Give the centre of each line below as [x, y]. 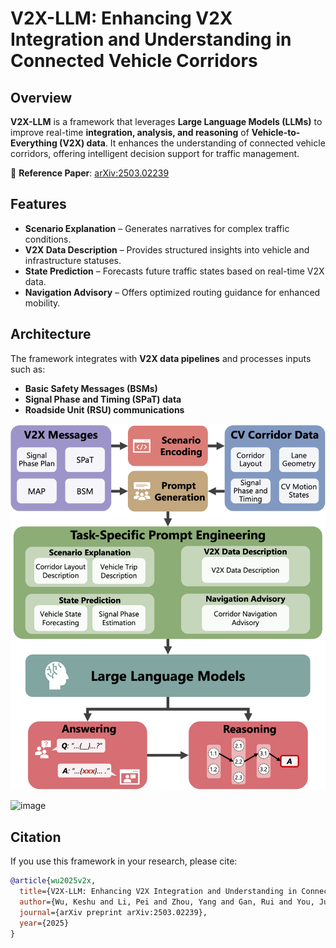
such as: [28, 369]
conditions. [48, 239]
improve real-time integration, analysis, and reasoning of [130, 132]
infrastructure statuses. [73, 260]
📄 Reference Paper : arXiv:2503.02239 [90, 173]
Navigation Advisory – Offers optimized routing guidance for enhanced [172, 292]
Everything [34, 143]
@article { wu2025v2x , [53, 881]
